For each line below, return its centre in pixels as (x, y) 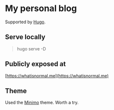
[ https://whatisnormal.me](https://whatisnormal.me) (57, 76)
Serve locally (25, 37)
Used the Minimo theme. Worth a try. (42, 103)
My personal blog (41, 8)
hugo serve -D (31, 48)
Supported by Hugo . (25, 22)
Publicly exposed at (35, 64)
